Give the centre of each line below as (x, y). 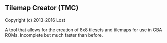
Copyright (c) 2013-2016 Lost (35, 20)
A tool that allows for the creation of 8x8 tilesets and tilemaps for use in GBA (83, 30)
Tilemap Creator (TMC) (42, 8)
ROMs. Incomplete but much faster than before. (54, 35)
